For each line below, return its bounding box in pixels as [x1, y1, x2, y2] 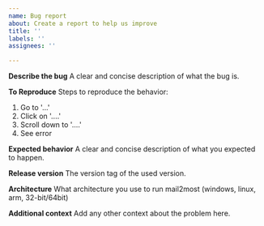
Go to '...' [19, 103, 50, 113]
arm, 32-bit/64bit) [8, 193, 69, 203]
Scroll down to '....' [19, 120, 83, 130]
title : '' [8, 27, 42, 35]
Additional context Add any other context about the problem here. [8, 208, 231, 219]
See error [19, 129, 53, 139]
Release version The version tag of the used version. [8, 168, 186, 178]
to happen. [8, 153, 45, 163]
